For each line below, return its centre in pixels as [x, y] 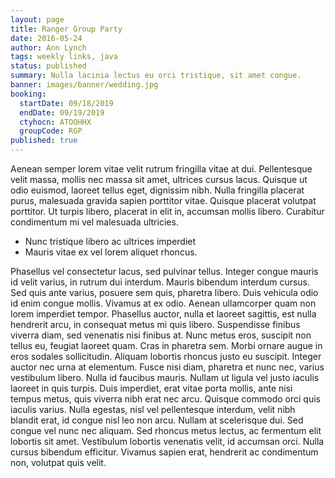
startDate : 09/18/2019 [66, 103]
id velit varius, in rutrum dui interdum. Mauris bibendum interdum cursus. [160, 282]
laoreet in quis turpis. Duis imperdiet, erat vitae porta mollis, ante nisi [151, 388]
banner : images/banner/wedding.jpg [84, 85]
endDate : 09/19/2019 [62, 112]
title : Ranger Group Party [66, 29]
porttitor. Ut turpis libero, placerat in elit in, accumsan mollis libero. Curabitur [167, 211]
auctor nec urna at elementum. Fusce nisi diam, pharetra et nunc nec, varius [167, 367]
